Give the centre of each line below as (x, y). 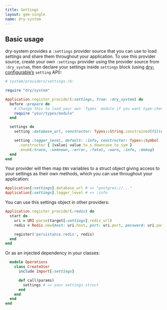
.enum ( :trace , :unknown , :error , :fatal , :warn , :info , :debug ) (86, 150)
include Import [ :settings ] (46, 272)
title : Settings (22, 10)
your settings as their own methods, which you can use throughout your (79, 174)
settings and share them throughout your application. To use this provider (80, 56)
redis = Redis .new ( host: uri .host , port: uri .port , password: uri (84, 225)
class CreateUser (32, 267)
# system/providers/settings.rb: (40, 82)
